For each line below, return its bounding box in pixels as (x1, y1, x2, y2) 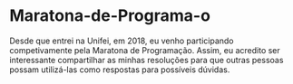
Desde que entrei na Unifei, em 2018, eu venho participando (9, 35, 234, 46)
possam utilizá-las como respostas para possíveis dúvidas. (9, 64, 230, 75)
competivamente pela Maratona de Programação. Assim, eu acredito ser (9, 44, 281, 55)
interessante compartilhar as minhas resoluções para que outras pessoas (9, 54, 284, 65)
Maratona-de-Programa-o (9, 5, 211, 26)
